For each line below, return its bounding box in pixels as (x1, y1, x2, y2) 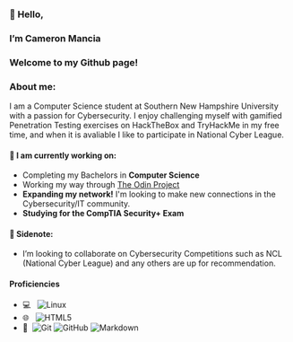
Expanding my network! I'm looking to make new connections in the (22, 189, 276, 200)
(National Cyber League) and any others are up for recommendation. (22, 258, 276, 268)
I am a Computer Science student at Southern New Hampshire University (9, 101, 280, 111)
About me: (9, 80, 56, 92)
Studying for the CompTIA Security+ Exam (22, 208, 185, 219)
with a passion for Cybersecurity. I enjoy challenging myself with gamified (9, 110, 282, 121)
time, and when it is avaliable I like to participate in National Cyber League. (9, 129, 285, 140)
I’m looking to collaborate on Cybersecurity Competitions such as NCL (22, 249, 282, 259)
